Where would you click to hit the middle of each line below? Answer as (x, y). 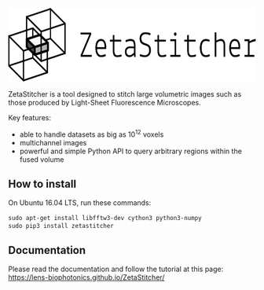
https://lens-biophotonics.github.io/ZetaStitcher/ (86, 277)
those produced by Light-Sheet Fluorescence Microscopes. (105, 103)
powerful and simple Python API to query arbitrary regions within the (130, 151)
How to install (42, 184)
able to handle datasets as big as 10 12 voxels (92, 134)
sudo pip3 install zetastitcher (61, 226)
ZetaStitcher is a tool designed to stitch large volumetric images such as (125, 94)
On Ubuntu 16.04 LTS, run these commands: (80, 203)
